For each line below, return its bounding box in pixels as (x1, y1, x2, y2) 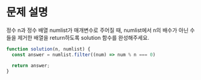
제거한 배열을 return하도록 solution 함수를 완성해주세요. (17, 34, 150, 41)
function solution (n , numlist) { (6, 46, 91, 52)
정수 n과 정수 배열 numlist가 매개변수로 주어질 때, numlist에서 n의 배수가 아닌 (6, 26, 189, 34)
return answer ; (12, 63, 50, 69)
